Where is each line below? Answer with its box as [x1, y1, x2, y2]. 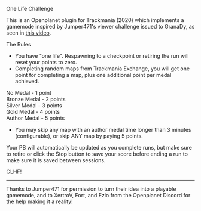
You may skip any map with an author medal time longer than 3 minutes [14, 126, 191, 133]
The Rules [6, 41, 31, 48]
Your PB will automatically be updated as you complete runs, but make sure [6, 144, 193, 151]
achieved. [14, 77, 39, 85]
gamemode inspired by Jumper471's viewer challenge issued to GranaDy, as [6, 23, 195, 30]
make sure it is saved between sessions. [6, 157, 106, 163]
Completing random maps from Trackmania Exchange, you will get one [14, 65, 190, 72]
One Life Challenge [6, 5, 54, 12]
